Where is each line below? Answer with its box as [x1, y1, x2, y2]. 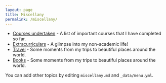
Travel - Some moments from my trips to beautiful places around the [12, 46, 156, 53]
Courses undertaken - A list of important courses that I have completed [12, 31, 161, 37]
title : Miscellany [5, 12, 44, 17]
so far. [12, 36, 26, 42]
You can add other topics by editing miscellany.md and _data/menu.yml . [5, 72, 153, 78]
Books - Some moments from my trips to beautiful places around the [12, 57, 156, 63]
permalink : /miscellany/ [5, 17, 58, 22]
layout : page [5, 7, 33, 13]
